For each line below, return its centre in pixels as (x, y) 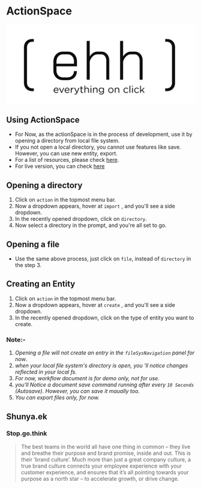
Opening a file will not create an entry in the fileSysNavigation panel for (105, 353)
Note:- (16, 339)
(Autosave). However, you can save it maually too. (77, 391)
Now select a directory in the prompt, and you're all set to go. (91, 225)
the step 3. (28, 265)
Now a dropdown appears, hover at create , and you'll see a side (95, 304)
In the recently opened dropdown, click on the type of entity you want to (104, 318)
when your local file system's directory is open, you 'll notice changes (101, 366)
